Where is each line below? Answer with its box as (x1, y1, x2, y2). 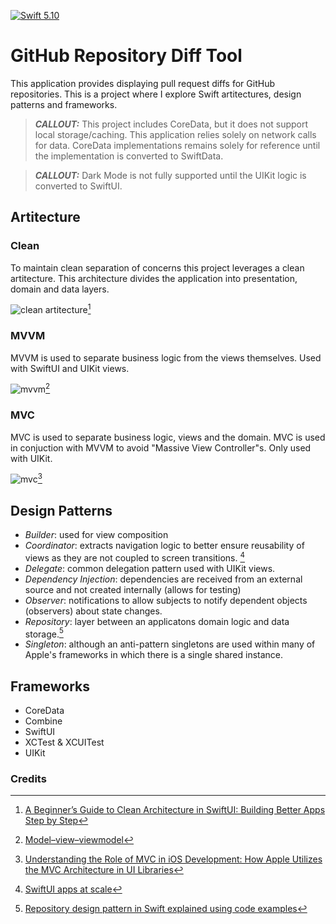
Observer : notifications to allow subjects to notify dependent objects (24, 594, 308, 606)
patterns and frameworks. (10, 98, 118, 110)
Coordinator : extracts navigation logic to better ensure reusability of (24, 540, 305, 551)
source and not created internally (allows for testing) (24, 583, 242, 595)
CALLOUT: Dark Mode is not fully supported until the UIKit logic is (34, 169, 307, 181)
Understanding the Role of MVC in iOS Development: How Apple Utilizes (24, 853, 323, 865)
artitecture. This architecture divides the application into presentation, (10, 272, 298, 284)
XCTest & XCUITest (24, 736, 105, 749)
